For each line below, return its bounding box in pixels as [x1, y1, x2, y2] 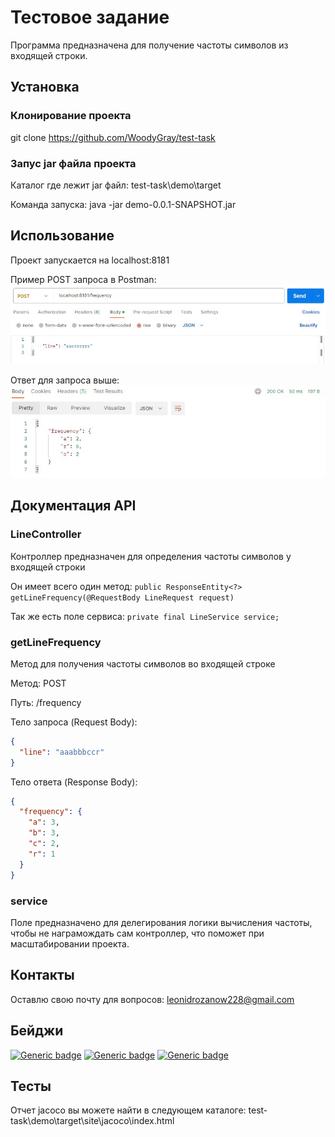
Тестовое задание [10, 6, 170, 29]
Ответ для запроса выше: [10, 374, 120, 386]
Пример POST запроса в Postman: [10, 273, 157, 285]
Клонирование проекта [10, 109, 132, 123]
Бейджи [10, 1022, 64, 1040]
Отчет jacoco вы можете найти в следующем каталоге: [10, 1104, 247, 1116]
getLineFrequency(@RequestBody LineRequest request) [10, 592, 235, 603]
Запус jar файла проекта [10, 156, 137, 170]
